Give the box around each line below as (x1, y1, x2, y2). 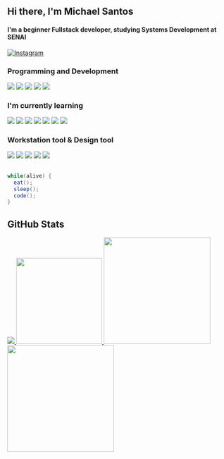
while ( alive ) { (7, 172, 52, 179)
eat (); (13, 179, 33, 186)
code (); (13, 192, 37, 200)
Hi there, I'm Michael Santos (7, 6, 134, 18)
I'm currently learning (7, 100, 83, 110)
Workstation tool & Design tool (7, 135, 114, 145)
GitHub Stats (7, 218, 65, 230)
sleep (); (13, 185, 39, 192)
